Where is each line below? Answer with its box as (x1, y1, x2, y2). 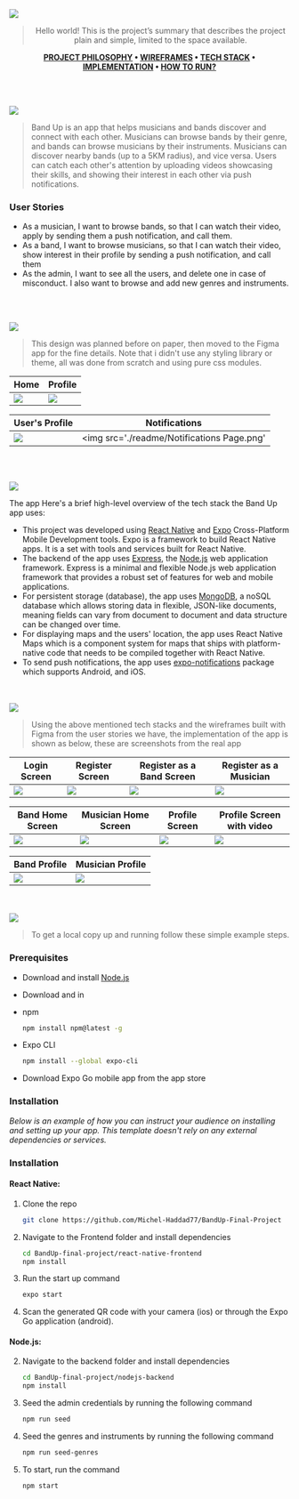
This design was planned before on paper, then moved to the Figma (30, 338, 280, 350)
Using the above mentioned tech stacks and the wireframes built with (30, 720, 287, 730)
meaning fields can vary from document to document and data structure (21, 609, 287, 621)
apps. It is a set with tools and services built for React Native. (21, 544, 246, 554)
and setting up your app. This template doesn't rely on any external (9, 1124, 257, 1135)
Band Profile (13, 858, 68, 871)
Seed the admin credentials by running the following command (21, 1398, 253, 1408)
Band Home (17, 809, 69, 821)
